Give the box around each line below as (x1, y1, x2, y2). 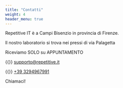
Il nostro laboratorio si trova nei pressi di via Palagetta (5, 40, 116, 46)
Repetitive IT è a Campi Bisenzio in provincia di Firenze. (5, 30, 119, 36)
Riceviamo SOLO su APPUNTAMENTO (5, 49, 84, 55)
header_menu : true (5, 16, 43, 21)
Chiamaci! (5, 78, 26, 85)
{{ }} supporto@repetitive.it (5, 59, 60, 65)
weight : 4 (5, 12, 26, 17)
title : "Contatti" (5, 7, 43, 12)
